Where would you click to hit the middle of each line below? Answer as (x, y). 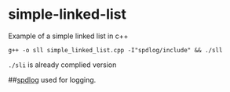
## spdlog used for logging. (52, 80)
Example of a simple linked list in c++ (68, 36)
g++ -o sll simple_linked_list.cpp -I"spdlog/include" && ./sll (115, 50)
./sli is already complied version (62, 65)
